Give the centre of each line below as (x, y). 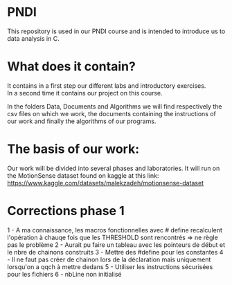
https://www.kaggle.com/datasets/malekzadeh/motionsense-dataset (106, 183)
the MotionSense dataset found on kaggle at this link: (83, 175)
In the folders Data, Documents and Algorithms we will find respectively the (115, 106)
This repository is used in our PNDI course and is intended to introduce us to (116, 31)
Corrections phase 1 (66, 211)
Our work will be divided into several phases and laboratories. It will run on (114, 168)
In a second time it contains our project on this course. (85, 93)
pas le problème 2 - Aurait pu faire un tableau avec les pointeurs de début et (116, 245)
